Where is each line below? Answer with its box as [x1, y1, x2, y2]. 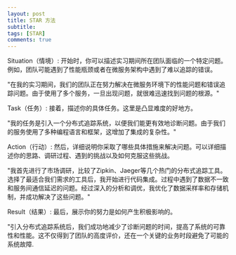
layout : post [7, 10, 46, 18]
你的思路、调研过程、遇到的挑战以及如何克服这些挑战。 [13, 152, 173, 160]
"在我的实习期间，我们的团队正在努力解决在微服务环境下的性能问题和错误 [7, 80, 220, 89]
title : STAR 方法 [7, 17, 56, 24]
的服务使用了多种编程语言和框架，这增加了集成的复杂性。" [7, 128, 177, 136]
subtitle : [7, 23, 37, 30]
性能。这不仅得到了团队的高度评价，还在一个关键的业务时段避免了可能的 [19, 231, 229, 240]
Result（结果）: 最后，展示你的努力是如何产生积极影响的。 [7, 208, 177, 216]
